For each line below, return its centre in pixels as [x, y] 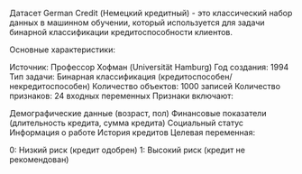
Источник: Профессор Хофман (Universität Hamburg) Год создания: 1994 [149, 67]
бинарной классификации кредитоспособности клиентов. [121, 32]
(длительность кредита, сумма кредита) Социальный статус [127, 123]
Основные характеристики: [62, 50]
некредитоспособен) [50, 86]
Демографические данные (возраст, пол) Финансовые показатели [138, 113]
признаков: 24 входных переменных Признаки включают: [122, 96]
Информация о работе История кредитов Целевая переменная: [132, 133]
